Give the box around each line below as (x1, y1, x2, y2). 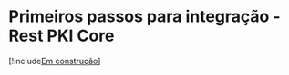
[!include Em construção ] (8, 55, 101, 66)
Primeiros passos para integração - (8, 6, 281, 27)
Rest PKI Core (8, 25, 115, 46)
